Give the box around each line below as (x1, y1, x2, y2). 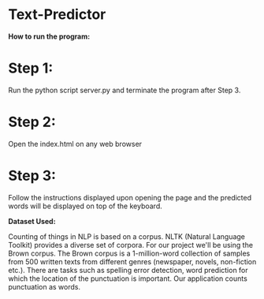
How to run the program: (8, 32, 91, 41)
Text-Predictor (8, 6, 106, 24)
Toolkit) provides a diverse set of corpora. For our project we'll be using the (8, 240, 254, 249)
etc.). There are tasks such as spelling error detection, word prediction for (8, 265, 248, 275)
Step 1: (8, 59, 54, 77)
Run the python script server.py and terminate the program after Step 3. (8, 85, 241, 95)
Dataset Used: (8, 216, 57, 226)
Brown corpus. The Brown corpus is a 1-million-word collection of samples (8, 249, 251, 258)
